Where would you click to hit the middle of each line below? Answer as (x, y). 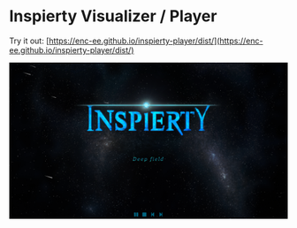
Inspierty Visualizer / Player (113, 16)
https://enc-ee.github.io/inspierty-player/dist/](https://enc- (156, 41)
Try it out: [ (29, 41)
